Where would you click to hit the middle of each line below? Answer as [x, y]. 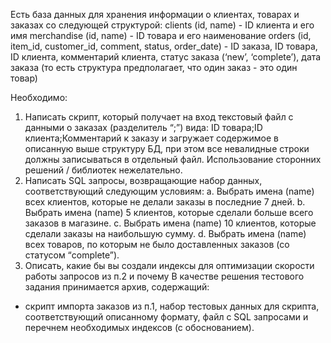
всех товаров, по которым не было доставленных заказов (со [157, 244]
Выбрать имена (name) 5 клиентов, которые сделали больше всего [169, 212]
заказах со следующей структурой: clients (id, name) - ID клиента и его [162, 25]
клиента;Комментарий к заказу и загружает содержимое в [151, 138]
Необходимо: [39, 97]
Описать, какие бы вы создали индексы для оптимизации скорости [169, 265]
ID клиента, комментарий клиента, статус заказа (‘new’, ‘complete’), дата [166, 57]
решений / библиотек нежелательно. [103, 170]
